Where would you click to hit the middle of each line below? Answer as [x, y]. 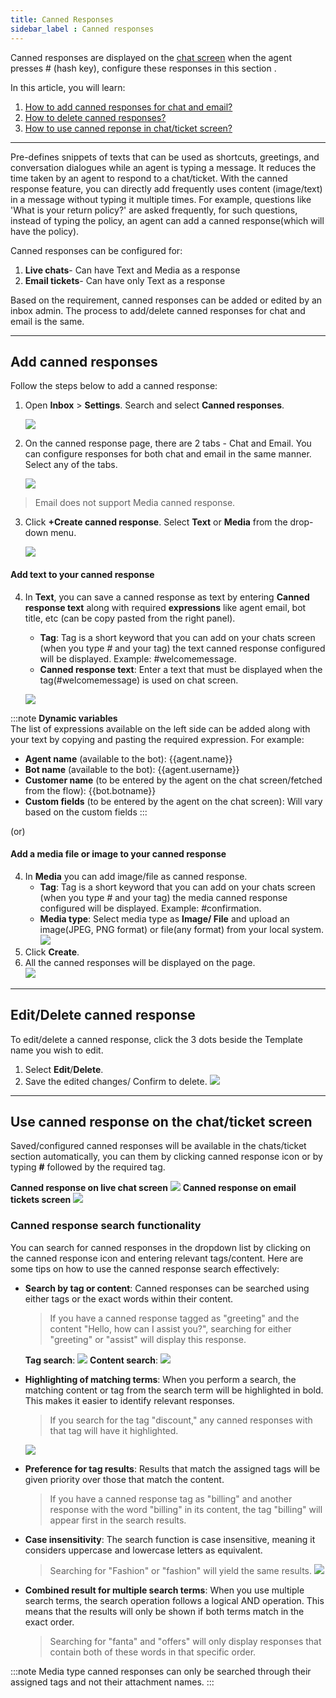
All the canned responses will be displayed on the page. [140, 962]
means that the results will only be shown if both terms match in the [164, 1611]
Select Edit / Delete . [64, 1069]
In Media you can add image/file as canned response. [136, 876]
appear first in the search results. [118, 1520]
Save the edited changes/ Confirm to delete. [116, 1081]
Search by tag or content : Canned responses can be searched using [167, 1288]
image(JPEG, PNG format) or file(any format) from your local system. [181, 929]
